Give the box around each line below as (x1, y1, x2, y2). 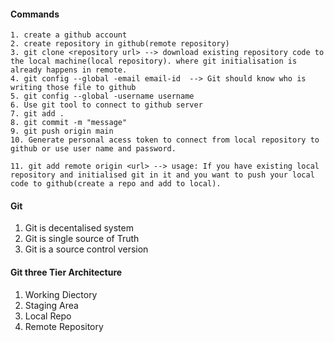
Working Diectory (24, 288, 98, 300)
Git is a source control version (24, 243, 149, 255)
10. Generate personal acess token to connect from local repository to (10, 135, 320, 145)
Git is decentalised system (24, 222, 134, 234)
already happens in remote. (10, 65, 128, 75)
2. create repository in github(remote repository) (10, 39, 230, 49)
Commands (10, 8, 60, 20)
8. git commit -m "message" (10, 118, 128, 128)
